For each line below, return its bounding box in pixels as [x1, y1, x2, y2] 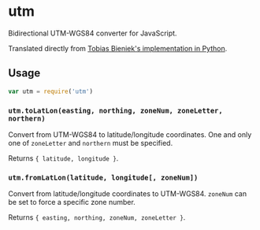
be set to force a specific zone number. [8, 198, 136, 207]
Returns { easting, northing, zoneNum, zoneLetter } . [8, 213, 186, 222]
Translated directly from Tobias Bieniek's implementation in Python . [8, 43, 228, 53]
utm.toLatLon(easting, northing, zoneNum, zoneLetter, [8, 106, 223, 115]
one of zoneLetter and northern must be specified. [8, 138, 173, 147]
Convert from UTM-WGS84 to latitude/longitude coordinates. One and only [8, 129, 252, 139]
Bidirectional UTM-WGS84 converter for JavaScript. [8, 28, 177, 38]
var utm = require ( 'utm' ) [8, 87, 93, 95]
